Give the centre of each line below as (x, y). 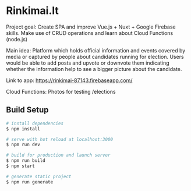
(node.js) (17, 39)
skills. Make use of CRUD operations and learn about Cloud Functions (90, 33)
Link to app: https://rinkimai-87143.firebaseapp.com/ (69, 80)
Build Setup (27, 110)
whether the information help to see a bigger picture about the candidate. (94, 69)
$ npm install (23, 129)
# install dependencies (35, 123)
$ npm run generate (30, 182)
